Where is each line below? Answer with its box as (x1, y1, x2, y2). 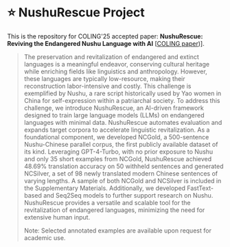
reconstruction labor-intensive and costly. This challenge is (23, 82, 192, 90)
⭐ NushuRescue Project (7, 5, 146, 21)
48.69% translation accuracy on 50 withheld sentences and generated (23, 162, 224, 170)
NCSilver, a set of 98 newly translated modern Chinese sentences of (23, 169, 218, 178)
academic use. (23, 233, 66, 242)
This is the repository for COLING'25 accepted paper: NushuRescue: (7, 32, 203, 40)
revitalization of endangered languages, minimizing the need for (23, 206, 205, 214)
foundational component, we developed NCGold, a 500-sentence (23, 132, 209, 141)
